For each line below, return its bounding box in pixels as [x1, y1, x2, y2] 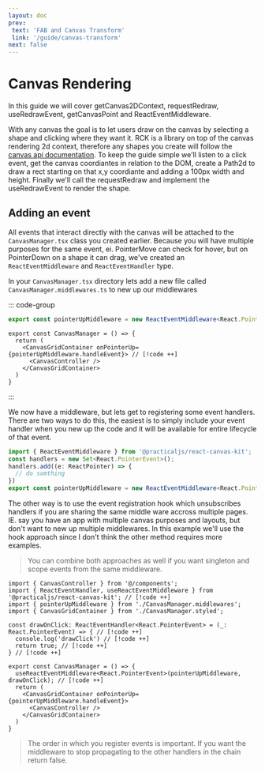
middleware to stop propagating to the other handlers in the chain [27, 748, 241, 756]
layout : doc [8, 11, 47, 20]
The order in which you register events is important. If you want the [27, 739, 247, 748]
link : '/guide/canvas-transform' [11, 33, 122, 42]
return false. [27, 755, 68, 765]
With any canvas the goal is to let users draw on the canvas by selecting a [8, 125, 249, 134]
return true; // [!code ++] [15, 642, 108, 650]
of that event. [8, 432, 52, 442]
